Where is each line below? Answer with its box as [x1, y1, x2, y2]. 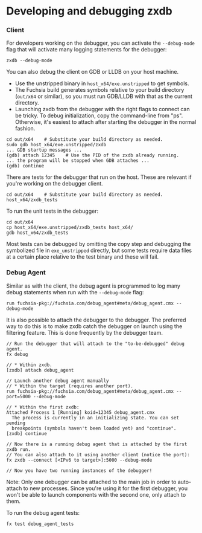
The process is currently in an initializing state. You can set [11, 415, 180, 421]
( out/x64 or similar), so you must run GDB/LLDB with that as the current [14, 92, 193, 100]
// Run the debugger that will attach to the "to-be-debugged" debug [6, 340, 185, 347]
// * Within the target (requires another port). [6, 383, 134, 389]
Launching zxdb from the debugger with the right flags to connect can [14, 106, 190, 113]
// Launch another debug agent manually [6, 378, 110, 384]
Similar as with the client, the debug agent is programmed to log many [6, 282, 181, 289]
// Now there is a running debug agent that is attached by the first [6, 441, 188, 447]
